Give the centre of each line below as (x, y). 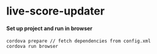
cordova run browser (33, 47)
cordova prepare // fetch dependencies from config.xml (78, 41)
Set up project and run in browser (50, 28)
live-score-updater (56, 11)
